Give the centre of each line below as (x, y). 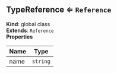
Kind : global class (28, 24)
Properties (20, 36)
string (41, 61)
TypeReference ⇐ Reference (59, 10)
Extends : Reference (30, 30)
